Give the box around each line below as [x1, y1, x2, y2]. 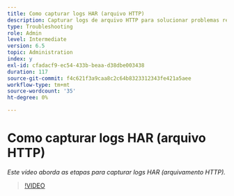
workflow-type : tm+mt [7, 81, 70, 88]
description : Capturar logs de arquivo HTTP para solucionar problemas [7, 17, 219, 24]
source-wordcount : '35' [7, 88, 77, 95]
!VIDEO [24, 181, 45, 190]
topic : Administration [7, 49, 73, 56]
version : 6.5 [7, 42, 45, 49]
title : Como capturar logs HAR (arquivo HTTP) [7, 10, 145, 17]
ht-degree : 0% [7, 95, 49, 101]
